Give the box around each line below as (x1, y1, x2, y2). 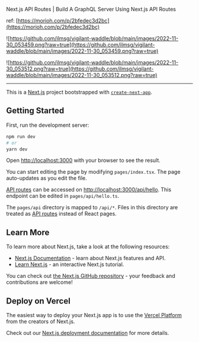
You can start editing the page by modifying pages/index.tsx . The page (6, 168, 181, 175)
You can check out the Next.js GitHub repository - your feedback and (6, 273, 176, 280)
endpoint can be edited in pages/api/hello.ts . (6, 193, 120, 200)
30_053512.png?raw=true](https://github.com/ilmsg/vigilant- (6, 65, 154, 72)
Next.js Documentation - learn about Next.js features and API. (14, 255, 166, 262)
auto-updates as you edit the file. (6, 175, 87, 182)
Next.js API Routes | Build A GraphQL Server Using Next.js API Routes (6, 6, 176, 12)
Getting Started (6, 106, 65, 116)
